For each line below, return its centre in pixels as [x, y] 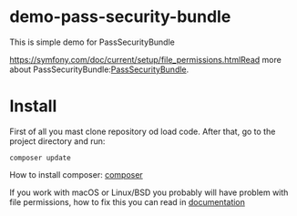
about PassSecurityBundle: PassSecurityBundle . [99, 69]
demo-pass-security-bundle [120, 17]
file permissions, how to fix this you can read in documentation [128, 201]
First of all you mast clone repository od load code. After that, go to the [143, 131]
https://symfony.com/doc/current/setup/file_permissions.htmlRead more [146, 59]
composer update [40, 158]
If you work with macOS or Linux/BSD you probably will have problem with [149, 192]
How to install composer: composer [76, 174]
